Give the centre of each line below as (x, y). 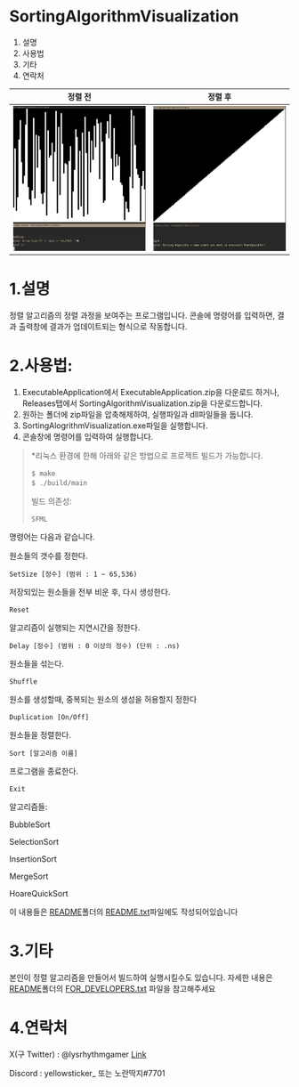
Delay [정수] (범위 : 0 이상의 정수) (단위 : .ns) (95, 646)
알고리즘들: (28, 807)
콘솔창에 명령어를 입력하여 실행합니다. (88, 436)
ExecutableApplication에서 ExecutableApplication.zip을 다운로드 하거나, (151, 392)
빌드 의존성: (52, 501)
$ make (43, 474)
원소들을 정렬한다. (40, 734)
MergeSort (29, 876)
